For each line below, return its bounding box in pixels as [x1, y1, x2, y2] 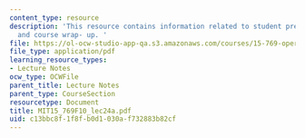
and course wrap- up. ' [17, 30, 107, 39]
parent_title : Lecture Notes [9, 81, 120, 90]
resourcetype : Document [9, 97, 100, 107]
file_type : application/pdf [9, 47, 116, 56]
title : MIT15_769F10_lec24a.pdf [9, 106, 132, 115]
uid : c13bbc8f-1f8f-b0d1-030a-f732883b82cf [9, 114, 177, 123]
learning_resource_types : [9, 55, 107, 64]
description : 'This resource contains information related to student [9, 22, 282, 31]
